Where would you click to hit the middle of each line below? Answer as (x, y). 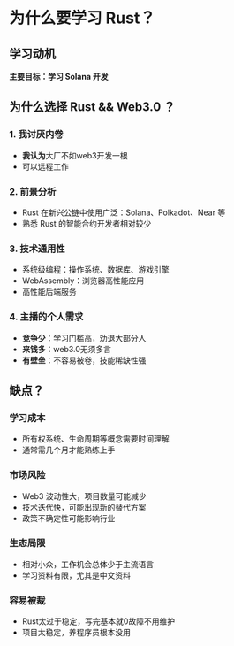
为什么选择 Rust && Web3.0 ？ (92, 107)
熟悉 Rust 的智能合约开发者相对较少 (87, 223)
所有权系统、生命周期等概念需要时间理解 (95, 439)
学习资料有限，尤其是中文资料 (76, 575)
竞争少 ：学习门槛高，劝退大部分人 (84, 338)
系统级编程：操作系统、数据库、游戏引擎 (95, 270)
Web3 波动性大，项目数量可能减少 (84, 496)
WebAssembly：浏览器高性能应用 (83, 281)
